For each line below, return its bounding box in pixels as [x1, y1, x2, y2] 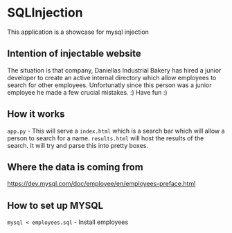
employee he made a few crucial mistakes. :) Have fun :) [7, 88, 168, 96]
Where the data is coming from [7, 161, 143, 173]
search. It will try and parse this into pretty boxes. [7, 141, 149, 149]
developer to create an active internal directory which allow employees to [7, 73, 217, 82]
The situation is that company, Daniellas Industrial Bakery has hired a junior [7, 66, 222, 74]
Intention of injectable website [7, 48, 142, 59]
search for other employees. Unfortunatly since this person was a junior [7, 81, 212, 89]
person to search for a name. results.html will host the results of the [7, 133, 204, 142]
